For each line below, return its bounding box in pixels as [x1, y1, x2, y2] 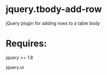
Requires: [6, 38, 47, 49]
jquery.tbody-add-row [6, 4, 102, 15]
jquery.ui [6, 64, 24, 70]
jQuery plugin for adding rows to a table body [6, 20, 100, 26]
